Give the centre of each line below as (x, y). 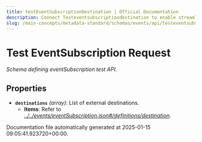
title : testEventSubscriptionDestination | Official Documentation (93, 12)
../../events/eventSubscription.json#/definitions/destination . (97, 116)
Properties (26, 88)
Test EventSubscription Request (89, 53)
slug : (13, 23)
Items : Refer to (42, 110)
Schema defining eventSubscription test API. (62, 69)
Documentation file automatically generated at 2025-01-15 (78, 128)
